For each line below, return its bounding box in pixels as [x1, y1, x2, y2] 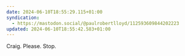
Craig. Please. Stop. [6, 43, 56, 50]
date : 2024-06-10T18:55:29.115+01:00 [6, 9, 103, 15]
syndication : [6, 15, 40, 21]
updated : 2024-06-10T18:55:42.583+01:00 [6, 26, 111, 32]
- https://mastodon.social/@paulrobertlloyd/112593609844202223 [12, 20, 179, 26]
